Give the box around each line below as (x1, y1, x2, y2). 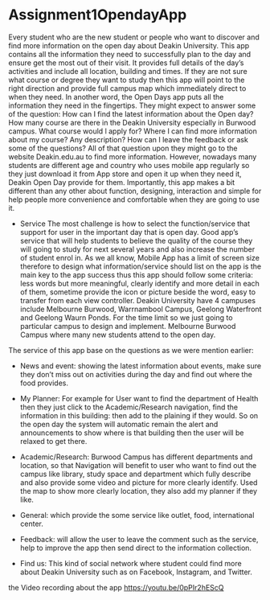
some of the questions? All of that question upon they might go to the (8, 143, 239, 153)
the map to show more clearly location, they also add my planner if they (19, 486, 258, 495)
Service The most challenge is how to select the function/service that (19, 219, 251, 228)
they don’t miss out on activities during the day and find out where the (19, 369, 253, 379)
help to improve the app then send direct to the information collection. (19, 543, 252, 553)
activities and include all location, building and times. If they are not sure (8, 66, 247, 76)
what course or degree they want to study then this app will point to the (8, 75, 245, 84)
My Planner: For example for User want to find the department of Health (19, 393, 259, 403)
